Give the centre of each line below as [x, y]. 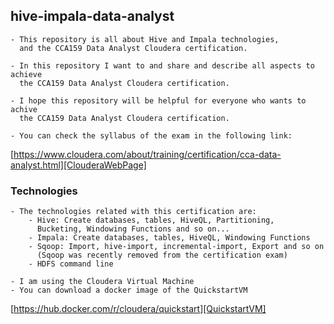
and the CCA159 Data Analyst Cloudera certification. [133, 48]
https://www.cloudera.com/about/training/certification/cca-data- [147, 154]
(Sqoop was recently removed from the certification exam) [162, 255]
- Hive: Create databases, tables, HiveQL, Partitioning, [151, 220]
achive [24, 109]
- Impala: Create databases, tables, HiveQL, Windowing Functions [169, 238]
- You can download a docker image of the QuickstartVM [129, 290]
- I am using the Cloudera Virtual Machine [102, 282]
